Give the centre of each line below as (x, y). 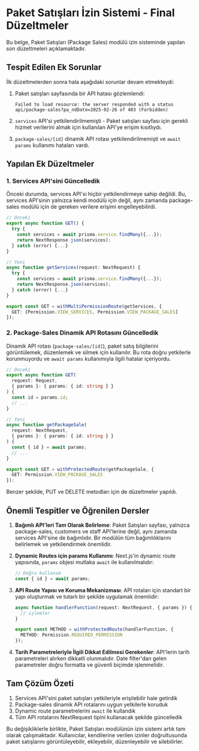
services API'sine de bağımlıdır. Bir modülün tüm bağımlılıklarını (93, 538)
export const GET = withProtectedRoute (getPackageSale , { (80, 469)
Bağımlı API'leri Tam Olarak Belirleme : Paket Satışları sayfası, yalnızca (102, 525)
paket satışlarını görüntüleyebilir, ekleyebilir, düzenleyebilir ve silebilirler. (95, 741)
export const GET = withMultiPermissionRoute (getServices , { (84, 306)
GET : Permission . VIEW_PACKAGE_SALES (57, 475)
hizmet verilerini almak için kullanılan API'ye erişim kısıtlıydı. (88, 127)
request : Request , (35, 381)
